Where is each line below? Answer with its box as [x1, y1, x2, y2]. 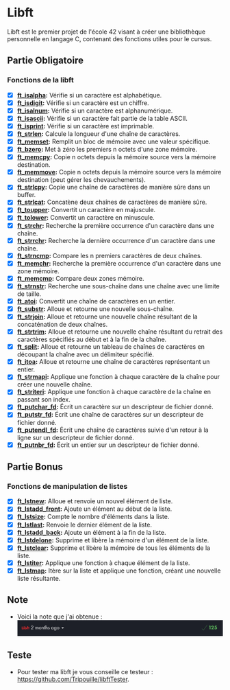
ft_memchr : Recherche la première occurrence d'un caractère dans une [16, 259, 221, 267]
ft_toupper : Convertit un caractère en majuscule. [16, 206, 156, 214]
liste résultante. [16, 574, 61, 582]
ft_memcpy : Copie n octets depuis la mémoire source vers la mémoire [16, 153, 217, 161]
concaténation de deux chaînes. [16, 321, 108, 329]
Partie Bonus [7, 461, 64, 473]
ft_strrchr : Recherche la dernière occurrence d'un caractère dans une [16, 236, 216, 244]
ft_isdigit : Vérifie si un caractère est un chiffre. [16, 98, 149, 107]
